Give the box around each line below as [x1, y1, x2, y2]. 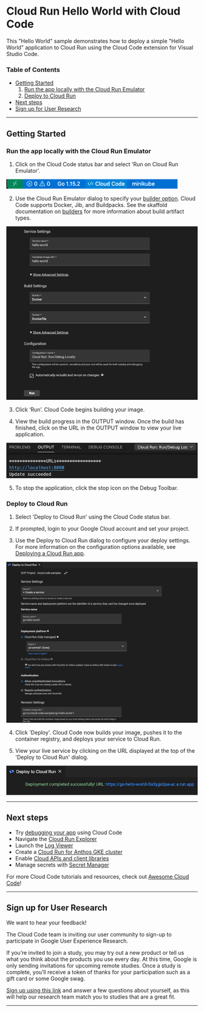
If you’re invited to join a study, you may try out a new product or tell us [6, 949, 185, 956]
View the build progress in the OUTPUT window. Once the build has [15, 417, 185, 425]
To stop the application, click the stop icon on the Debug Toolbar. [15, 484, 178, 491]
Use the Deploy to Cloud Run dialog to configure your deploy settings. [15, 537, 191, 544]
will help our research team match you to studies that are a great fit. [6, 993, 176, 1000]
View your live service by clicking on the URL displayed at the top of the [15, 747, 195, 755]
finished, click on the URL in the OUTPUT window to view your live [15, 424, 182, 431]
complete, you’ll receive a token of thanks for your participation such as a [6, 968, 190, 975]
